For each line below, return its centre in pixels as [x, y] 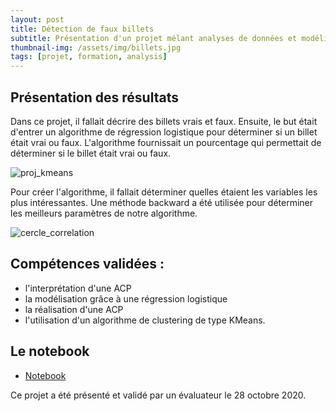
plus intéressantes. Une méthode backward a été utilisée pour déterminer [161, 202]
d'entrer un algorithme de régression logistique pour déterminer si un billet [164, 132]
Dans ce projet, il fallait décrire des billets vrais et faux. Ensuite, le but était [164, 121]
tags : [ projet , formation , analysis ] [89, 57]
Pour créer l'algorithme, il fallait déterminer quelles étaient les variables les [164, 192]
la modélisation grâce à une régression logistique [126, 298]
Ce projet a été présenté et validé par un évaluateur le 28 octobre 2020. [158, 395]
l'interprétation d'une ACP [78, 288]
